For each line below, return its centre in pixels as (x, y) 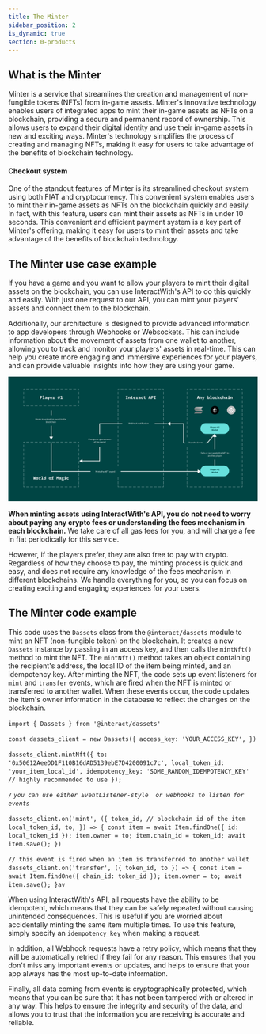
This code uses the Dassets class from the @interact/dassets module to (125, 632)
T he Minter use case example (82, 264)
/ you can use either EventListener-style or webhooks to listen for (126, 795)
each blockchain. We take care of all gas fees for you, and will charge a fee (132, 531)
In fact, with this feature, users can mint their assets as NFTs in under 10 (126, 214)
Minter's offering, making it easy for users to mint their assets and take (123, 230)
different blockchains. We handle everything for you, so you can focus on (128, 580)
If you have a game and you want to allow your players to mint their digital (129, 283)
